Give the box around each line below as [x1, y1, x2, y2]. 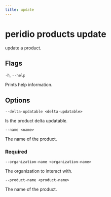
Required [5, 149, 28, 156]
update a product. [5, 45, 42, 51]
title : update [5, 7, 35, 12]
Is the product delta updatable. [5, 118, 68, 124]
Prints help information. [5, 82, 53, 88]
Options [5, 96, 31, 104]
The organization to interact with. [5, 168, 73, 174]
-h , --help [5, 72, 26, 78]
